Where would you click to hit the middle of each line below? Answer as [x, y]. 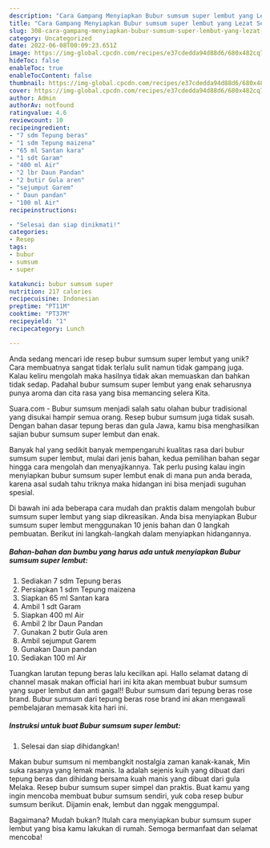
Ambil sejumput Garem [58, 641]
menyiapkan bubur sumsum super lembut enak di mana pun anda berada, [131, 475]
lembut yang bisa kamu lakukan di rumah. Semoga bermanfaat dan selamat [133, 828]
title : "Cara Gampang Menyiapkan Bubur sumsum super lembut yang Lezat [131, 23]
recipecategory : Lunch [47, 329]
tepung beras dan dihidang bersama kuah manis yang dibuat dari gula [125, 778]
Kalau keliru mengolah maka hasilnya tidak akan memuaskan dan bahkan [130, 375]
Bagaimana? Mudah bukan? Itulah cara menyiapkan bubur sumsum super [130, 820]
